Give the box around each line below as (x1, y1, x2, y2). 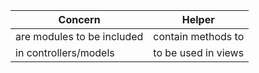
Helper (181, 13, 215, 26)
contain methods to (153, 30, 245, 43)
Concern (58, 13, 101, 26)
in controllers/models (15, 46, 115, 59)
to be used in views (153, 46, 245, 59)
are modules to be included (15, 30, 144, 43)
